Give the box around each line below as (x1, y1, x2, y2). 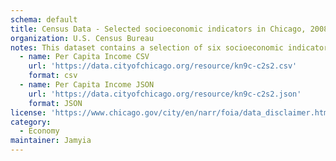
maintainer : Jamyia (10, 136, 92, 146)
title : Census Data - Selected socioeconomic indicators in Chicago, (10, 24, 307, 34)
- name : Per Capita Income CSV (19, 52, 150, 62)
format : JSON (28, 98, 83, 108)
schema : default (10, 14, 78, 25)
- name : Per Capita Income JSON (19, 80, 155, 90)
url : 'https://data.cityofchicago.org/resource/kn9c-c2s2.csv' (28, 61, 298, 71)
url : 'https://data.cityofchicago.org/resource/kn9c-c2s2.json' (28, 89, 302, 99)
